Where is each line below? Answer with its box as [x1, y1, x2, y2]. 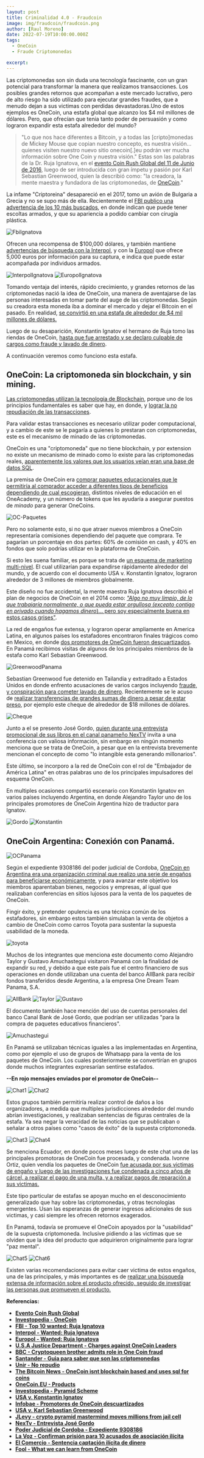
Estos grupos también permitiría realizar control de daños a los [6, 1099, 164, 1106]
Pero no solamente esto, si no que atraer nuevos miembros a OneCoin [6, 525, 183, 533]
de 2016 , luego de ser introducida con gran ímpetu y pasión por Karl [21, 166, 192, 173]
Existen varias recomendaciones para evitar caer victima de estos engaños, [6, 1267, 197, 1274]
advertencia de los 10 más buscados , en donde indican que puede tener [6, 203, 188, 211]
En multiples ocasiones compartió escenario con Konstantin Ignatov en [6, 787, 185, 794]
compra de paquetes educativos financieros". [6, 1020, 121, 1027]
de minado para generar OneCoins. [6, 502, 96, 509]
